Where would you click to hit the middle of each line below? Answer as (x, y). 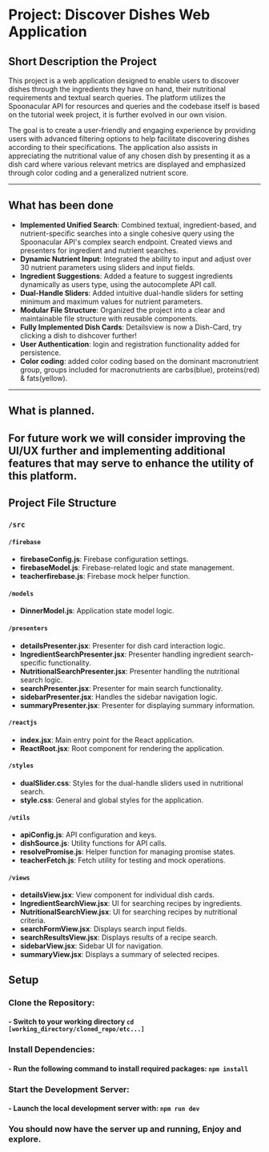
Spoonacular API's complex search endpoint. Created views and (126, 241)
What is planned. (52, 411)
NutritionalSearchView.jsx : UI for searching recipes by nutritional (128, 912)
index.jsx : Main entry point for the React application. (107, 740)
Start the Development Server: (69, 1089)
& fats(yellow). (44, 378)
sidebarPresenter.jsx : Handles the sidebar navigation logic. (119, 697)
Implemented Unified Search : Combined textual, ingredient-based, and (138, 224)
